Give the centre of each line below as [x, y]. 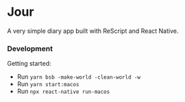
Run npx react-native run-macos [63, 91]
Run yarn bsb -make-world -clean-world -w [79, 77]
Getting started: [29, 64]
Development [30, 49]
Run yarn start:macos [48, 84]
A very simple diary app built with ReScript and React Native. [93, 31]
